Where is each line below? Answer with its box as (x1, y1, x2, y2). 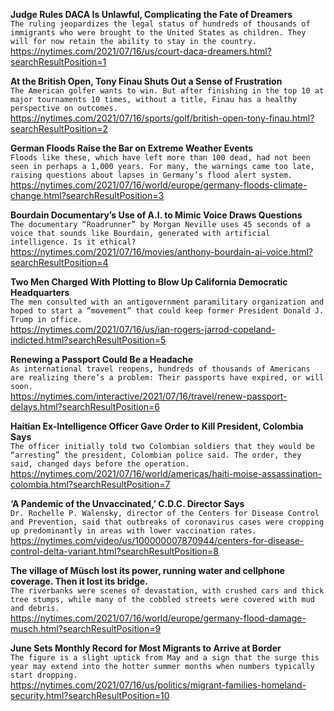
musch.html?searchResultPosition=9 (10, 623, 162, 634)
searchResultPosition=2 (10, 123, 109, 134)
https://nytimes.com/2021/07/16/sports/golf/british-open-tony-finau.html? (10, 112, 315, 124)
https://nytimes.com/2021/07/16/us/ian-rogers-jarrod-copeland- (10, 324, 276, 335)
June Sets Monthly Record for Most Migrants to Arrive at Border (10, 642, 282, 654)
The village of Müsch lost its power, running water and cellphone (10, 565, 285, 576)
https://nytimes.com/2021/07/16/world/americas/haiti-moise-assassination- (10, 468, 323, 479)
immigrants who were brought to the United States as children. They (10, 28, 307, 38)
